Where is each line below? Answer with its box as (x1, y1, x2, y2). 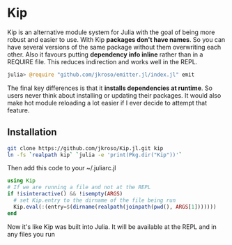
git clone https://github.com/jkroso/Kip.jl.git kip (7, 144, 164, 151)
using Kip (7, 177, 36, 184)
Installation (7, 126, 57, 138)
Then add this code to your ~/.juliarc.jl (7, 164, 116, 172)
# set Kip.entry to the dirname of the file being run (13, 197, 176, 204)
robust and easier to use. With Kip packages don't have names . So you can (7, 35, 226, 43)
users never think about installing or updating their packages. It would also (7, 91, 222, 99)
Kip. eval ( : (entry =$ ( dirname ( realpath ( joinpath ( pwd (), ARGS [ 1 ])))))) (13, 203, 217, 210)
